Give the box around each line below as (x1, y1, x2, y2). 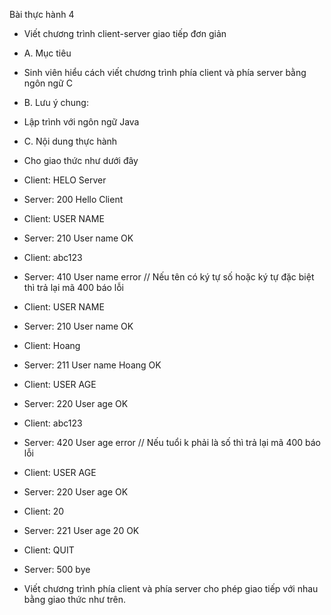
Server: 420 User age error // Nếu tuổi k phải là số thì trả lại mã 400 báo (23, 437, 321, 448)
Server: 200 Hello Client (23, 194, 124, 205)
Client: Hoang (23, 340, 81, 351)
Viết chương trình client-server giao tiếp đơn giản (23, 28, 227, 39)
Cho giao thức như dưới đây (23, 155, 139, 166)
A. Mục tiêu (23, 47, 72, 59)
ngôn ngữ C (23, 77, 73, 89)
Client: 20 (23, 505, 65, 517)
